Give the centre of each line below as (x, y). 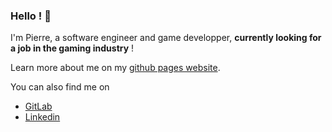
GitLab (38, 106)
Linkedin (42, 117)
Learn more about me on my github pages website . (115, 68)
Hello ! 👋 (31, 16)
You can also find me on (60, 87)
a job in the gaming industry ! (72, 48)
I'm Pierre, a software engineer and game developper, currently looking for (166, 38)
